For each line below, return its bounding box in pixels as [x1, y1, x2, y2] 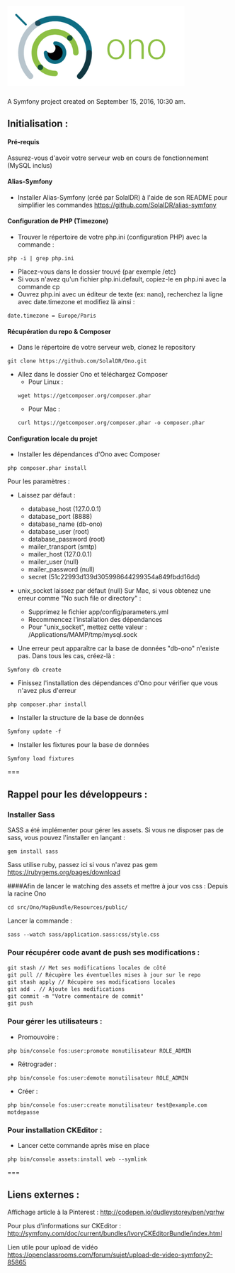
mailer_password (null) [28, 565, 95, 574]
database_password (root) [28, 535, 105, 544]
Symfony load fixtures [7, 756, 74, 763]
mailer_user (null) [28, 557, 79, 566]
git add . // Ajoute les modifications [7, 986, 125, 993]
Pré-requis [7, 138, 40, 146]
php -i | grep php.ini [7, 255, 74, 262]
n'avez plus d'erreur [17, 687, 76, 695]
